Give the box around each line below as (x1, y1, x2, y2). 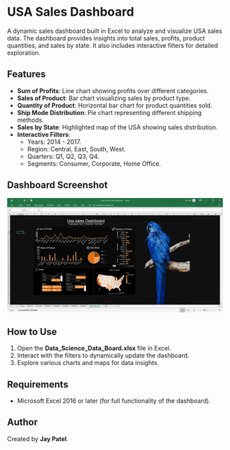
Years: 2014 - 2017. (27, 138, 81, 146)
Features (7, 68, 46, 80)
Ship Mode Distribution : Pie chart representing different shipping (16, 108, 202, 116)
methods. (16, 116, 44, 124)
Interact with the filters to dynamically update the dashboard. (16, 351, 190, 360)
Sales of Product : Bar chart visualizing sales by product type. (16, 94, 191, 102)
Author (7, 416, 38, 428)
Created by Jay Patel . (7, 434, 68, 442)
